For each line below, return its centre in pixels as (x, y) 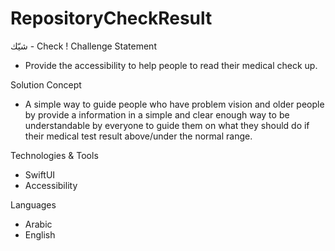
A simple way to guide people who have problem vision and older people (174, 104)
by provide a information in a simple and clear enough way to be (157, 114)
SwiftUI (40, 174)
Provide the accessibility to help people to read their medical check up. (171, 65)
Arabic (38, 224)
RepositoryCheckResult (111, 18)
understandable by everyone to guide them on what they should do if (167, 125)
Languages (33, 204)
